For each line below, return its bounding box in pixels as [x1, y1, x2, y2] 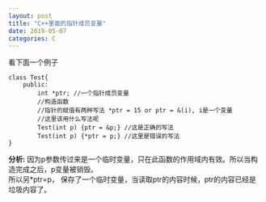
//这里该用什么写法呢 [37, 115, 99, 124]
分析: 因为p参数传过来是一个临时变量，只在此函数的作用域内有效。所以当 [8, 154, 251, 164]
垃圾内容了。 [8, 185, 51, 195]
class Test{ [8, 74, 49, 82]
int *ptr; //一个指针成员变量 [37, 90, 129, 98]
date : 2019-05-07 [8, 27, 67, 35]
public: [23, 81, 49, 89]
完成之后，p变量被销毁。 [15, 165, 99, 175]
